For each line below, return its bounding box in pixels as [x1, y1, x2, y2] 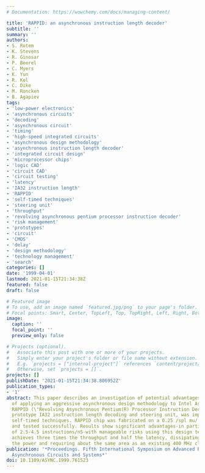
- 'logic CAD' [6, 162, 43, 168]
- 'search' [6, 259, 34, 265]
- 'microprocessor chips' [6, 157, 72, 163]
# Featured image [6, 298, 51, 305]
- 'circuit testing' [6, 174, 59, 180]
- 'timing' [6, 128, 34, 135]
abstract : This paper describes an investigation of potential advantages [6, 395, 201, 401]
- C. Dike [6, 83, 32, 89]
